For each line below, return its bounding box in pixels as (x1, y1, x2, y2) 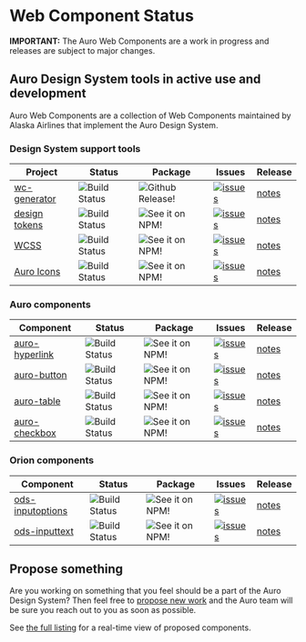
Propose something (9, 561, 124, 577)
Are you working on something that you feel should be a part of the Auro (9, 586, 281, 597)
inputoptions (14, 504, 68, 517)
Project (25, 166, 58, 178)
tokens (14, 219, 44, 232)
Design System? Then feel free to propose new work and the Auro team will (9, 595, 293, 606)
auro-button (14, 369, 67, 382)
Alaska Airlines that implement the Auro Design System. (9, 119, 219, 130)
